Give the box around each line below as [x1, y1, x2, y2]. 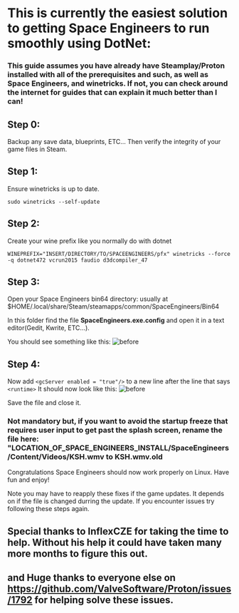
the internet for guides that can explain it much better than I [7, 88, 218, 98]
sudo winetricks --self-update [7, 198, 100, 205]
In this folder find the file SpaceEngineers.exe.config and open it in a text [7, 316, 225, 325]
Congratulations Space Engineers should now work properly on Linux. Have [7, 468, 230, 477]
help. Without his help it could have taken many [7, 536, 222, 548]
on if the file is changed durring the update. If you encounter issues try [7, 497, 215, 505]
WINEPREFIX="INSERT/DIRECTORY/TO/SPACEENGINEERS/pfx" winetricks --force [7, 250, 231, 257]
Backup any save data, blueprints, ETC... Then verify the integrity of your [7, 137, 221, 145]
